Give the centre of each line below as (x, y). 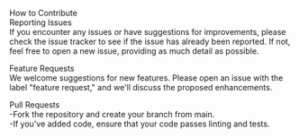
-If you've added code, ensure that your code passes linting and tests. (140, 124)
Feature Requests (42, 68)
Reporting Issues (41, 22)
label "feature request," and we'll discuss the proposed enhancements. (141, 87)
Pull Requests (35, 105)
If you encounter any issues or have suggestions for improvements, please (148, 32)
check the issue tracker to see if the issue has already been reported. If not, (150, 41)
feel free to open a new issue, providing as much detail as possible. (134, 51)
